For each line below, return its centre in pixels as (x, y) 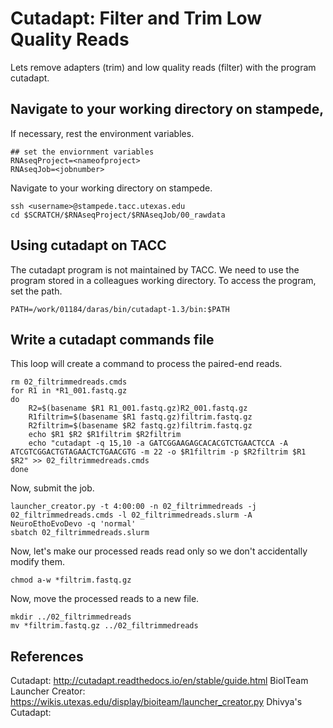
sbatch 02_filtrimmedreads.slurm (80, 533)
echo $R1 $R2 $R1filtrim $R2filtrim (105, 435)
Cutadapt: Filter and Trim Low (136, 18)
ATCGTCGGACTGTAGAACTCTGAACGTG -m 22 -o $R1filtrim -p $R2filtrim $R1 (158, 452)
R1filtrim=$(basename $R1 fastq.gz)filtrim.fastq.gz (140, 417)
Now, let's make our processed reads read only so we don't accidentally (159, 551)
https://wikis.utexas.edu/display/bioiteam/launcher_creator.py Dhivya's (156, 702)
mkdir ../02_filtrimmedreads (71, 617)
